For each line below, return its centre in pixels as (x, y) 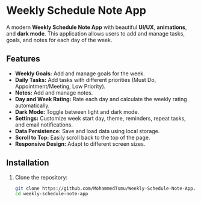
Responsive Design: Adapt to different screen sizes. (80, 144)
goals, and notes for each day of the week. (59, 40)
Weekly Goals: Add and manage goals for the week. (80, 73)
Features (23, 59)
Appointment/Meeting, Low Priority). (60, 86)
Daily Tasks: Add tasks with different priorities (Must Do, (85, 80)
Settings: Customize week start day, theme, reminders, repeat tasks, (100, 118)
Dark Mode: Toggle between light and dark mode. (77, 111)
